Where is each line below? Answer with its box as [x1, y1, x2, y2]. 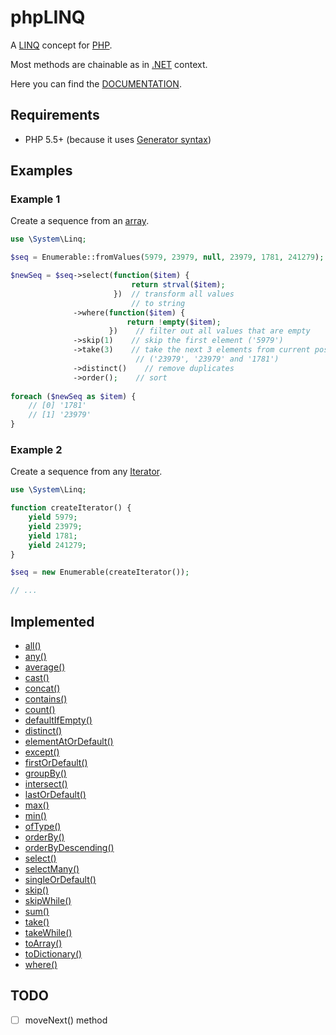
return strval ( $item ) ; [131, 280, 226, 290]
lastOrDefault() [24, 789, 87, 801]
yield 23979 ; [28, 521, 83, 531]
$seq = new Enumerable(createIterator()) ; [10, 567, 190, 578]
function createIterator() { [10, 503, 132, 513]
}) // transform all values [113, 289, 235, 299]
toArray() [24, 937, 63, 950]
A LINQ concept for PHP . [10, 39, 113, 51]
